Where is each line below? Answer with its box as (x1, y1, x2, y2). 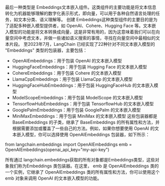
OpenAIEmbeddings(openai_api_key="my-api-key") (5, 147, 110, 153)
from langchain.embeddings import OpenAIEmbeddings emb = (5, 142, 132, 147)
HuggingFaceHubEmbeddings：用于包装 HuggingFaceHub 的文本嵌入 (12, 83, 154, 88)
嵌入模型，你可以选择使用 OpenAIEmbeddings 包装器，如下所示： (16, 132, 150, 137)
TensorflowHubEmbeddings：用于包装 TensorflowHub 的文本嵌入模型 (12, 101, 154, 107)
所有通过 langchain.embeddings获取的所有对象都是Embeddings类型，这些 (5, 157, 156, 162)
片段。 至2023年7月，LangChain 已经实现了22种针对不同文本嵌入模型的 (9, 41, 156, 47)
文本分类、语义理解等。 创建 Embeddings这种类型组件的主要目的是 (18, 17, 154, 22)
